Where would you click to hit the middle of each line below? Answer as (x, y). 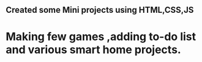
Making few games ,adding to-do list (101, 37)
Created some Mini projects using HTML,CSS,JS (100, 10)
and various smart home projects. (93, 49)
